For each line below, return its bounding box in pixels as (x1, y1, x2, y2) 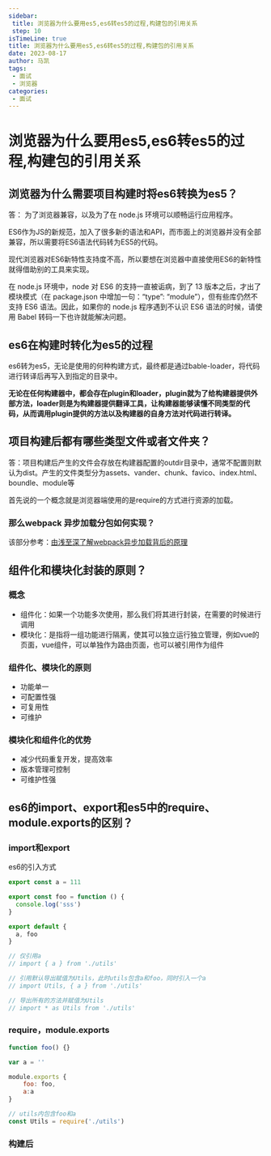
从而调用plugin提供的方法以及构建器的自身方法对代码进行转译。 (22, 409, 236, 419)
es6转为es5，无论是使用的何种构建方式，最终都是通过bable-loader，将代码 (8, 361, 260, 371)
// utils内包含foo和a (8, 1110, 77, 1118)
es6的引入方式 (8, 862, 57, 872)
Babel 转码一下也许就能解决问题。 (17, 312, 131, 322)
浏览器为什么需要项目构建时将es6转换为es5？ (8, 187, 239, 201)
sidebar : (8, 11, 38, 20)
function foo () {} (8, 1043, 70, 1052)
